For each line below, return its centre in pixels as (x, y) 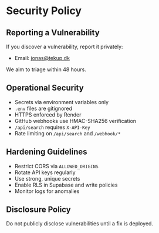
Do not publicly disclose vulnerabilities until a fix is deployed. (80, 224)
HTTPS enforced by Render (48, 114)
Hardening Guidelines (47, 152)
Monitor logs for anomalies (47, 191)
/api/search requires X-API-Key (52, 127)
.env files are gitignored (43, 108)
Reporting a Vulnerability (53, 33)
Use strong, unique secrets (47, 178)
